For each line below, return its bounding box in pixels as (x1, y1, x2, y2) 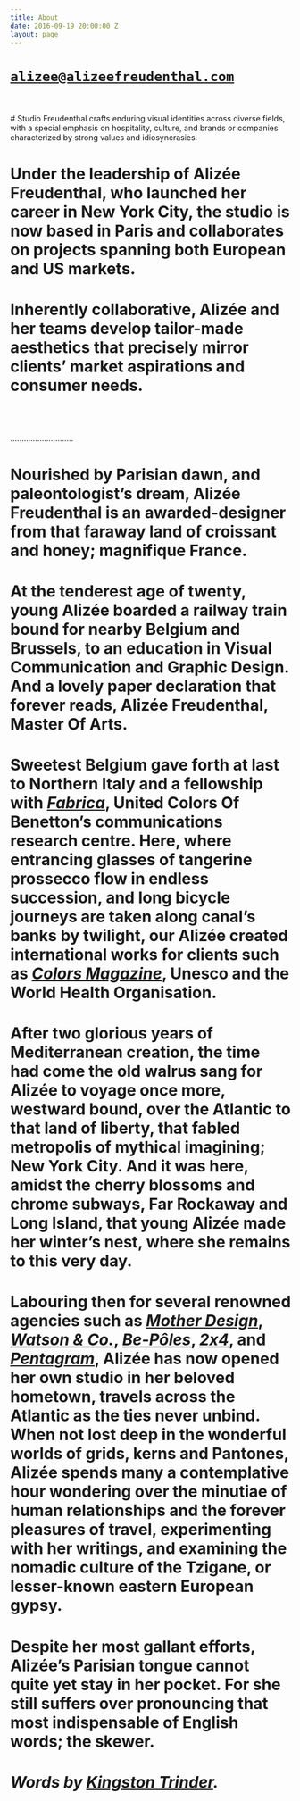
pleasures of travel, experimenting (10, 1520, 271, 1540)
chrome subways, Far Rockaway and (10, 1194, 288, 1214)
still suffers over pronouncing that (10, 1693, 269, 1713)
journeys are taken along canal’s (10, 907, 256, 927)
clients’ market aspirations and (10, 356, 246, 376)
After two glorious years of (10, 1023, 213, 1044)
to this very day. (10, 1251, 133, 1272)
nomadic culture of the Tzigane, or (10, 1557, 271, 1578)
